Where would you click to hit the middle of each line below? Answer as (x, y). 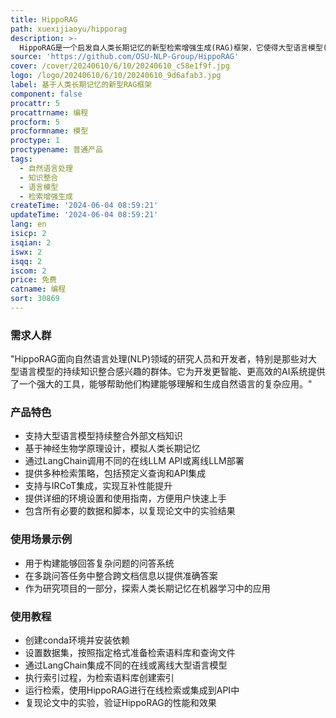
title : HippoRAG (44, 19)
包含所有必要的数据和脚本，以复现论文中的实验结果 (130, 511)
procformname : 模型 (49, 131)
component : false (46, 94)
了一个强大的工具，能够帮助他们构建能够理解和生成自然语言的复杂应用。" (161, 384)
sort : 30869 (35, 299)
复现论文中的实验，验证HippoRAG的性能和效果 (120, 703)
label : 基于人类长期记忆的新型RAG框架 (81, 85)
